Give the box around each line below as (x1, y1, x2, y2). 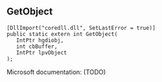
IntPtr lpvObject (16, 49, 68, 56)
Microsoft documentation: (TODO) (6, 67, 106, 76)
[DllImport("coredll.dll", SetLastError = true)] (6, 24, 156, 31)
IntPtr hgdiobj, (16, 37, 64, 44)
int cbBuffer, (16, 42, 58, 50)
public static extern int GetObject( (6, 30, 118, 37)
